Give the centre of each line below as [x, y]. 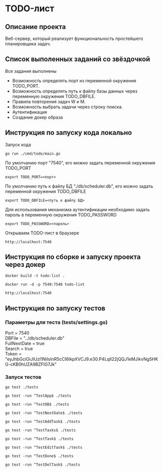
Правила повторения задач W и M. [49, 101]
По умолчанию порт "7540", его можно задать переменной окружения [80, 162]
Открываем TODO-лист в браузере [42, 233]
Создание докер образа [37, 117]
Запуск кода [18, 144]
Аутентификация [30, 112]
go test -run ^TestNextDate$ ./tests [44, 413]
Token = [14, 354]
